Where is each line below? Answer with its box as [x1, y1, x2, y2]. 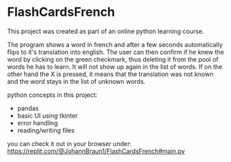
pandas [17, 104, 39, 112]
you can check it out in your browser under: [7, 139, 132, 147]
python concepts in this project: [7, 91, 98, 99]
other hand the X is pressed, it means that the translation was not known [7, 70, 214, 78]
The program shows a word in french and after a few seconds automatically [7, 40, 223, 48]
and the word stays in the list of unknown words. [7, 77, 146, 85]
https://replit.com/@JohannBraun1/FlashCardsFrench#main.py [7, 147, 185, 155]
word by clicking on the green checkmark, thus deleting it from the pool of [7, 55, 219, 63]
